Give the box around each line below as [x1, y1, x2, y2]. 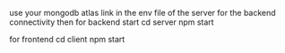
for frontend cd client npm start [9, 34, 125, 44]
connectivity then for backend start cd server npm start [9, 17, 214, 27]
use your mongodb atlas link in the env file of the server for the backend [9, 8, 276, 18]
